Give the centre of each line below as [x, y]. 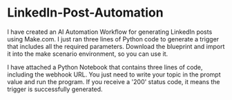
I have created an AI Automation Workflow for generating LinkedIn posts [110, 32]
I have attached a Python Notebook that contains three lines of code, [105, 67]
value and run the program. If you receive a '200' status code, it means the [114, 81]
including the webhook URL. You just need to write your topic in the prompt [114, 74]
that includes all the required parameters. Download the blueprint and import [116, 46]
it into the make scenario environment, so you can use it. [88, 54]
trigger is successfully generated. [55, 89]
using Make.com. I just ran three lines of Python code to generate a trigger [113, 39]
